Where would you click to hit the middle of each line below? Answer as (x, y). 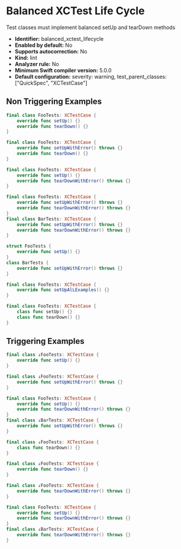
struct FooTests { (29, 246)
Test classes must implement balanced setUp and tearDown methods (91, 27)
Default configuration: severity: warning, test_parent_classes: (90, 76)
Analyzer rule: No (37, 64)
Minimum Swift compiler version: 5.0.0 (63, 70)
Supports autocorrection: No (51, 51)
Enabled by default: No (43, 45)
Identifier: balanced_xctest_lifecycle (59, 39)
